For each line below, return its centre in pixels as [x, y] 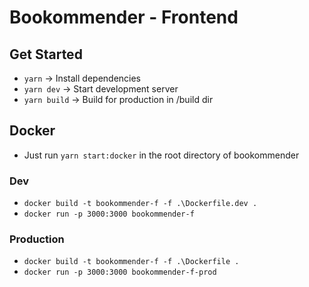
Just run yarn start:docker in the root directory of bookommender [161, 155]
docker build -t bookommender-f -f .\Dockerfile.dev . [140, 204]
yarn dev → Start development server [101, 89]
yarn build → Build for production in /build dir [118, 99]
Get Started [46, 54]
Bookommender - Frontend [124, 17]
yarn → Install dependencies [82, 78]
